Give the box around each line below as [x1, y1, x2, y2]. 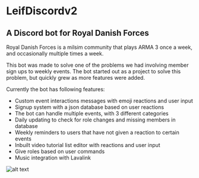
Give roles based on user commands [14, 148, 105, 155]
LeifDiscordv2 [6, 4, 78, 18]
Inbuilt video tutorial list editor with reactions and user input [14, 142, 160, 148]
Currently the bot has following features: [6, 86, 105, 93]
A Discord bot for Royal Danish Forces [6, 28, 150, 38]
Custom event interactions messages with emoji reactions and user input [14, 97, 193, 104]
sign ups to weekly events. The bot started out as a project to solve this [6, 68, 181, 75]
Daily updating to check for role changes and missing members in [14, 116, 176, 123]
